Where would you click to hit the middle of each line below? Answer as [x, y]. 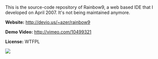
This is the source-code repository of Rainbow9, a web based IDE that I [79, 7]
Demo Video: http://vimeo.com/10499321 [48, 32]
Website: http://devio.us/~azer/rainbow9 [48, 22]
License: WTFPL [23, 41]
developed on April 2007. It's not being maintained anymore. [68, 12]
